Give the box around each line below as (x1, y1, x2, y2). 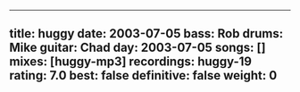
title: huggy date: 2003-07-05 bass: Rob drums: (9, 26, 284, 41)
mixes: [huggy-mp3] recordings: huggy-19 (9, 54, 253, 70)
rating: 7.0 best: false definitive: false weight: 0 (9, 68, 278, 83)
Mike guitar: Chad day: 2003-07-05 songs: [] (9, 40, 266, 55)
